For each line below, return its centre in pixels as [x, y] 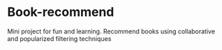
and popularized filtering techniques [59, 38]
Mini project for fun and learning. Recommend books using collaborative [111, 31]
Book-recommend [61, 12]
